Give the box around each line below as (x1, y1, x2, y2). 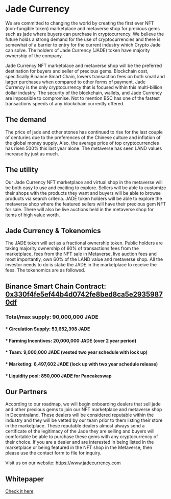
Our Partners (5, 388, 47, 396)
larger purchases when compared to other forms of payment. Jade (5, 79, 146, 85)
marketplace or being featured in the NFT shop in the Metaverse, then (5, 444, 153, 450)
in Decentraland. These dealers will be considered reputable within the (5, 412, 154, 418)
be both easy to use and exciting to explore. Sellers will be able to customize (5, 185, 166, 191)
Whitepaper (5, 474, 44, 483)
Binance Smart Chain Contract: (5, 282, 106, 290)
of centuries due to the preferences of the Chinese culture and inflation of (5, 134, 161, 141)
